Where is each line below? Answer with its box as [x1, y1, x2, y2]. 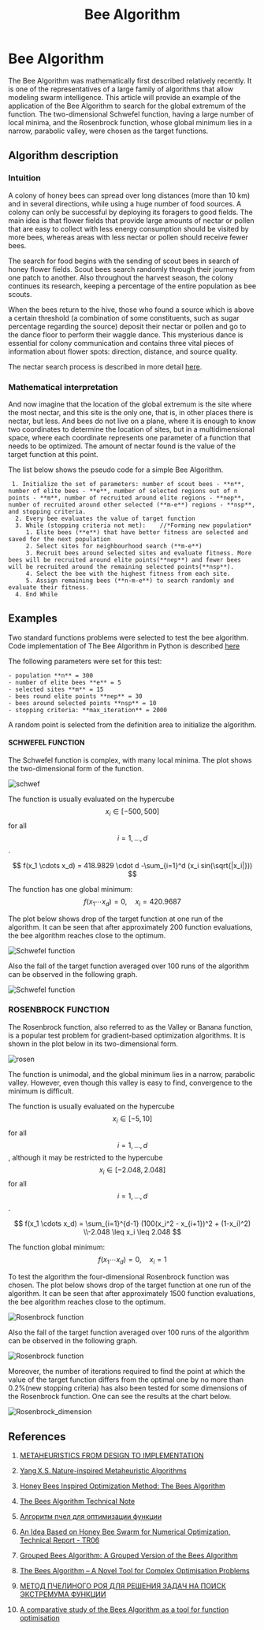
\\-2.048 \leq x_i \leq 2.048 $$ [83, 1227, 182, 1237]
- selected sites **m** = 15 [8, 685, 104, 693]
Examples [8, 612, 58, 626]
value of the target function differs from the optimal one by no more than [8, 1375, 244, 1384]
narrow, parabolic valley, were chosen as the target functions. [8, 126, 209, 136]
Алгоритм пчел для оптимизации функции [19, 1512, 162, 1521]
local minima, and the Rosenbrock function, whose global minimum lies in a [8, 117, 252, 127]
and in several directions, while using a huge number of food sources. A [8, 199, 242, 208]
